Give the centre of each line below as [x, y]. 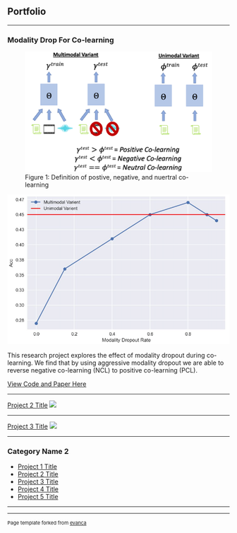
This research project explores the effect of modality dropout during [107, 356]
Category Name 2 [38, 452]
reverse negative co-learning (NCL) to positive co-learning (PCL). [103, 370]
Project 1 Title [37, 467]
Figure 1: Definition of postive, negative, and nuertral [101, 177]
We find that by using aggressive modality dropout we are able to [129, 363]
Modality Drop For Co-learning [61, 40]
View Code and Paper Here [47, 384]
